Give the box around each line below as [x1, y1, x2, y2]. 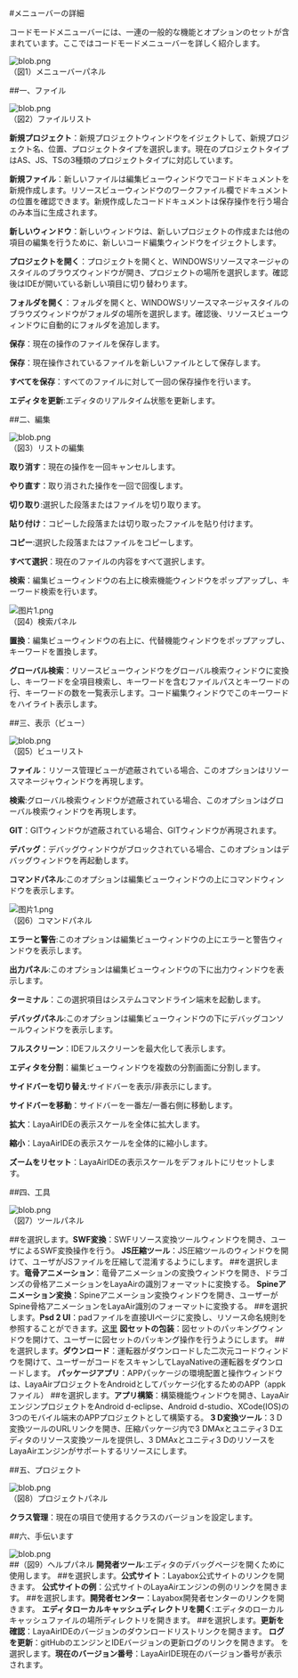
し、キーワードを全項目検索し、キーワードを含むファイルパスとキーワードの [9, 676, 290, 687]
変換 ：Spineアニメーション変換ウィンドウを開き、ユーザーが [55, 1290, 278, 1300]
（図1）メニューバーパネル [9, 66, 107, 77]
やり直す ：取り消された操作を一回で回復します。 [9, 480, 189, 491]
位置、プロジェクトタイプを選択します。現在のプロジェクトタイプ [47, 143, 289, 154]
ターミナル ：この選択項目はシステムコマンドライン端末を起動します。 [9, 994, 266, 1005]
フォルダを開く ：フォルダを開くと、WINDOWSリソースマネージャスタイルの [9, 297, 290, 307]
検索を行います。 [39, 586, 102, 597]
